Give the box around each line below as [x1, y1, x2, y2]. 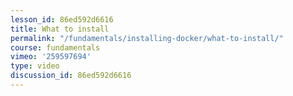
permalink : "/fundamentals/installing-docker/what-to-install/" [10, 33, 284, 43]
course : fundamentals [10, 42, 101, 53]
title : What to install [10, 24, 110, 34]
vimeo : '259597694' [10, 52, 92, 62]
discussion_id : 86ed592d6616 [10, 71, 132, 81]
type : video [10, 61, 60, 71]
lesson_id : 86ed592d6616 [10, 14, 114, 25]
